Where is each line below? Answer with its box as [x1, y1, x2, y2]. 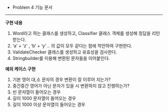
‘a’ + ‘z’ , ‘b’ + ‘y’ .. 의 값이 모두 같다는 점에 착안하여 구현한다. [12, 43, 132, 48]
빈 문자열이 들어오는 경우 [12, 89, 61, 95]
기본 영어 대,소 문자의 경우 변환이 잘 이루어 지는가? [12, 76, 111, 82]
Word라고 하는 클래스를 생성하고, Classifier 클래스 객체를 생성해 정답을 [12, 30, 151, 36]
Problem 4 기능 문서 [12, 4, 52, 10]
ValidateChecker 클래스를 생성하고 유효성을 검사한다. [12, 49, 117, 55]
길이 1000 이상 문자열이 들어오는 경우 [12, 101, 85, 107]
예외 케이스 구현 [5, 66, 36, 71]
